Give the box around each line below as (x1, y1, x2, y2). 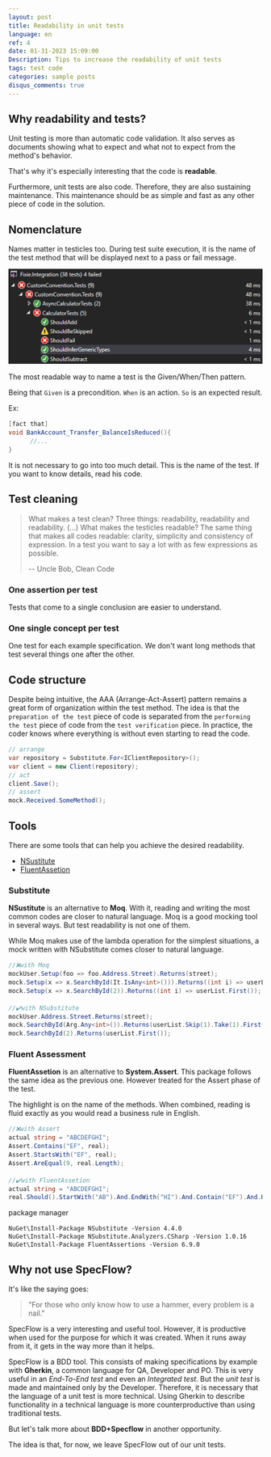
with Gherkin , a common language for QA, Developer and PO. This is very (8, 1366, 254, 1375)
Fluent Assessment (8, 1049, 86, 1060)
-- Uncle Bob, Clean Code (27, 564, 115, 573)
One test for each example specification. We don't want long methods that (8, 641, 256, 651)
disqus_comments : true (8, 81, 85, 89)
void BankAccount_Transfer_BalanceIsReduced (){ (8, 429, 172, 437)
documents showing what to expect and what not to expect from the (8, 142, 236, 152)
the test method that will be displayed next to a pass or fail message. (8, 253, 236, 263)
